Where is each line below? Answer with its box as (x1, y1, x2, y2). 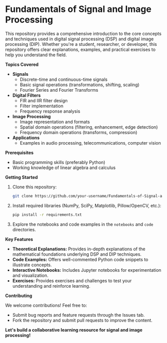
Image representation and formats (19, 119, 90, 125)
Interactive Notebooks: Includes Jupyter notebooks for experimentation (12, 267, 162, 273)
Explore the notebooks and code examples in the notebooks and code (12, 221, 154, 227)
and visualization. (12, 272, 49, 278)
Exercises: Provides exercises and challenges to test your (12, 278, 132, 284)
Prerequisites (5, 150, 34, 156)
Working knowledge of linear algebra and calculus (12, 165, 116, 171)
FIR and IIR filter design (19, 97, 68, 103)
